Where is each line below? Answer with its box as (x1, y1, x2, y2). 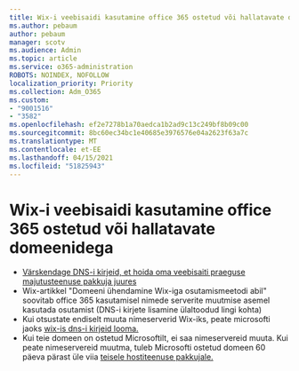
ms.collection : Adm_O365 (9, 87, 101, 96)
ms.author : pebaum (9, 21, 77, 30)
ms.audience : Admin (9, 46, 82, 55)
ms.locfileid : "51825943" (9, 162, 105, 170)
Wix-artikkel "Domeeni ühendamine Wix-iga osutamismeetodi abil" (21, 286, 267, 296)
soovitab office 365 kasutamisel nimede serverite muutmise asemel (21, 295, 271, 306)
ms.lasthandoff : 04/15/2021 (9, 153, 114, 162)
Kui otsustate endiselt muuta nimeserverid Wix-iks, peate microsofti (21, 314, 271, 325)
